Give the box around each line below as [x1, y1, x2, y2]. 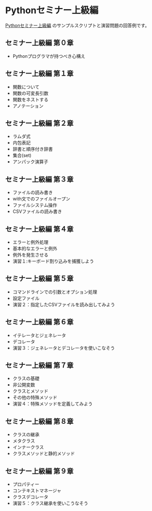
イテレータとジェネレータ [12, 332, 66, 338]
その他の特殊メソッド [12, 394, 57, 400]
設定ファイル [12, 295, 40, 301]
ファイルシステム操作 [12, 202, 57, 208]
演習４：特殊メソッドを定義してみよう [12, 401, 93, 407]
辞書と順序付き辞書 [12, 146, 53, 152]
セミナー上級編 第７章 [5, 361, 73, 370]
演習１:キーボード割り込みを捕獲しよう [12, 258, 94, 264]
